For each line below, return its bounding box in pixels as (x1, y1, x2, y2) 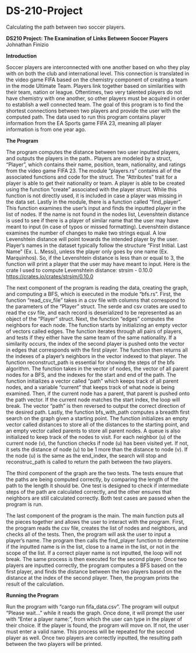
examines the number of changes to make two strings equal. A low (6, 229, 166, 236)
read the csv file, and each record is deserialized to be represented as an (6, 309, 182, 316)
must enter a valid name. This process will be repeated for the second (6, 628, 174, 635)
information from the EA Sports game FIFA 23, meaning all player (6, 119, 162, 126)
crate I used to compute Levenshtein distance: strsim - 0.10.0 (6, 266, 153, 273)
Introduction (6, 52, 37, 59)
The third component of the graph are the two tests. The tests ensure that (6, 469, 183, 476)
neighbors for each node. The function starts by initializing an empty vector (6, 321, 188, 328)
